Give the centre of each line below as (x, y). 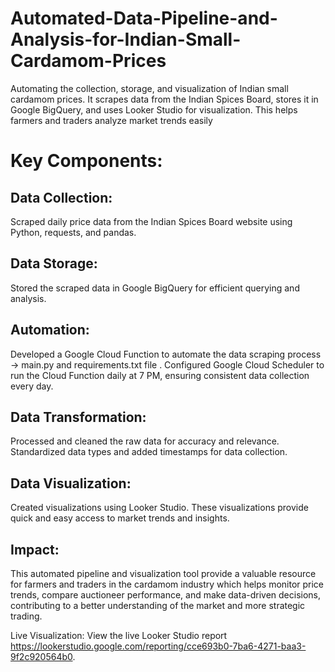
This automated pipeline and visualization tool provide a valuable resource (163, 573)
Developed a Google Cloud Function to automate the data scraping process (166, 354)
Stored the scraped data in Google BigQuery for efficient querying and (155, 288)
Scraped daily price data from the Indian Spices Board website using (151, 221)
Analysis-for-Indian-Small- (126, 39)
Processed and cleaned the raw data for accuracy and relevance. (145, 441)
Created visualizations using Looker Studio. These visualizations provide (159, 508)
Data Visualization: (71, 483)
